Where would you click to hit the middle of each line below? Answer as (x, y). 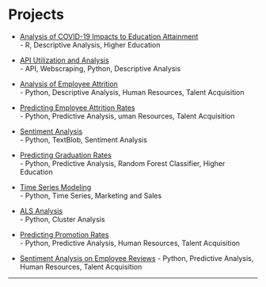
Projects (36, 15)
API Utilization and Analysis (64, 60)
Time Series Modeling (55, 187)
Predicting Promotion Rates (64, 234)
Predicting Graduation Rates (66, 155)
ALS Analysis (41, 210)
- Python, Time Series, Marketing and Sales (91, 195)
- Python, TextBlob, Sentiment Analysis (84, 139)
